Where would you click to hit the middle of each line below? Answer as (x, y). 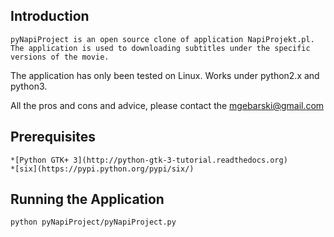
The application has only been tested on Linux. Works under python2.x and (165, 75)
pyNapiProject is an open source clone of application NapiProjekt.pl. (162, 39)
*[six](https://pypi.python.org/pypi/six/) (102, 169)
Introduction (50, 16)
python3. (29, 86)
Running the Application (87, 199)
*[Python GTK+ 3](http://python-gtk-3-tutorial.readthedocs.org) (149, 160)
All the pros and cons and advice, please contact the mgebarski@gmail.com (167, 105)
